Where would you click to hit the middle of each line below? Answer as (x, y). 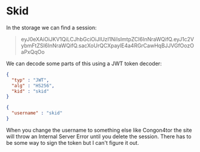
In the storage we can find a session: (52, 28)
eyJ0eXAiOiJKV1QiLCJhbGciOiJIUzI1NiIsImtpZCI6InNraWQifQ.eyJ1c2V (107, 39)
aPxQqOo (33, 51)
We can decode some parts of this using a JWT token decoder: (84, 63)
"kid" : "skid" (30, 91)
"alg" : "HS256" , (33, 86)
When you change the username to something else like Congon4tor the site (99, 130)
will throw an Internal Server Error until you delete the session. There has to (99, 136)
